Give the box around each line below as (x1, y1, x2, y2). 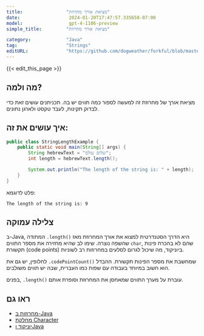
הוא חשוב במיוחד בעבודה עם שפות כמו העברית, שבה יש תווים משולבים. (6, 264, 170, 272)
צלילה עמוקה (6, 217, 54, 228)
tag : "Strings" (6, 43, 91, 49)
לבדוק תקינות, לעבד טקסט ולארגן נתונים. (6, 105, 99, 112)
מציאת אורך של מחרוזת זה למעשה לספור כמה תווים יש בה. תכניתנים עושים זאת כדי (6, 98, 195, 106)
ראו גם (6, 293, 30, 304)
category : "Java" (6, 37, 83, 43)
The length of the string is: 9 (6, 201, 88, 207)
